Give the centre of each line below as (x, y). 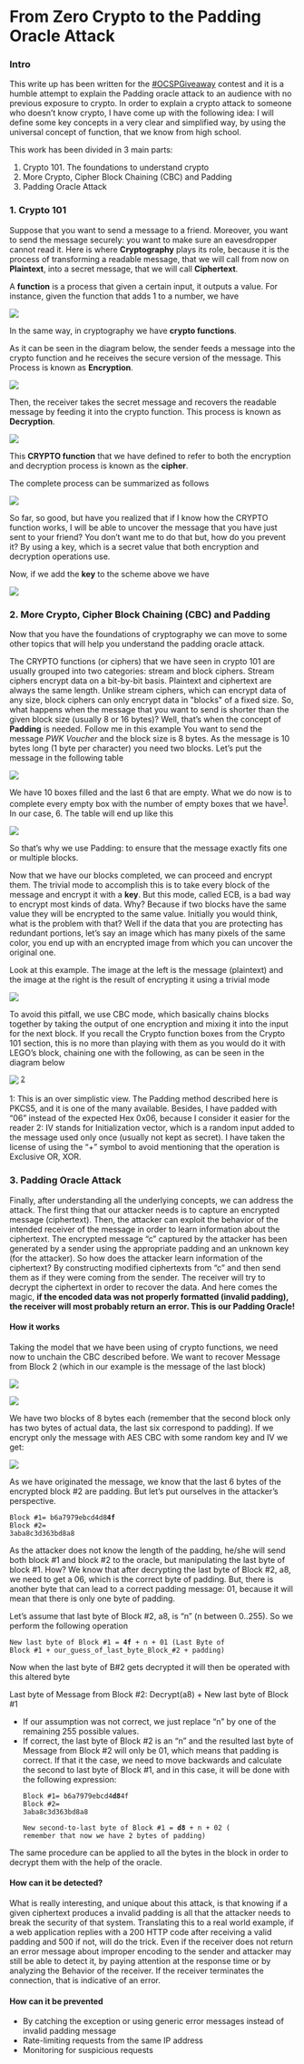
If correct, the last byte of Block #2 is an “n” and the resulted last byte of (158, 1741)
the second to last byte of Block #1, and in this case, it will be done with (156, 1769)
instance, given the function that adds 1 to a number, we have (124, 296)
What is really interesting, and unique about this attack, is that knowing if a (149, 1903)
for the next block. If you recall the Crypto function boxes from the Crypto (147, 1033)
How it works (35, 1327)
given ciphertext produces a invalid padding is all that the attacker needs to (150, 1913)
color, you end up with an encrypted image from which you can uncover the (151, 942)
